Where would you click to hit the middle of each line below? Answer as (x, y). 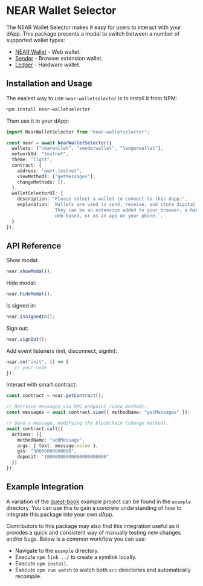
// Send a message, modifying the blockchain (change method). (88, 423)
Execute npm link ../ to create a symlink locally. (76, 557)
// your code (31, 367)
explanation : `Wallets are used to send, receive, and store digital (107, 205)
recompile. (28, 576)
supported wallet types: (36, 40)
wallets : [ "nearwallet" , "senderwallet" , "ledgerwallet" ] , (88, 149)
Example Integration (45, 487)
